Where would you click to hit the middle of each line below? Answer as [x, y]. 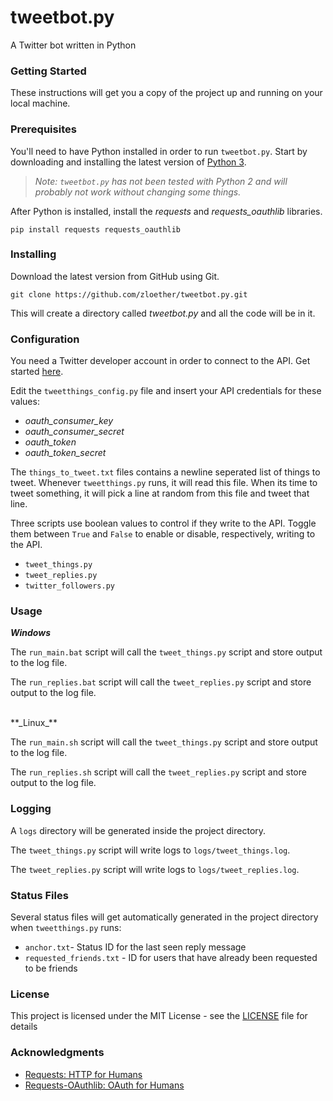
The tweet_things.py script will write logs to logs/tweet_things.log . [150, 850]
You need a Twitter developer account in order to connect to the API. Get [160, 361]
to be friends [51, 968]
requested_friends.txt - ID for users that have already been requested [171, 958]
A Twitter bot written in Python [73, 45]
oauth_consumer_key [69, 421]
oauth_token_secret [65, 453]
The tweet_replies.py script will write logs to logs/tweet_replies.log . [155, 869]
